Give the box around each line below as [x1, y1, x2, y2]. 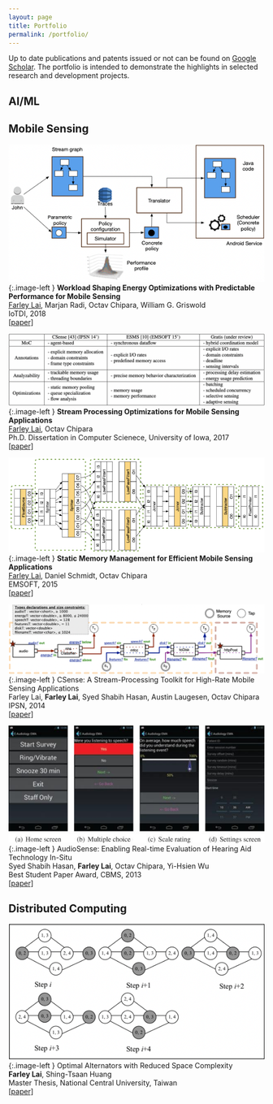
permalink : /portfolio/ [8, 30, 89, 38]
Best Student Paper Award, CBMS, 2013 [8, 869, 142, 879]
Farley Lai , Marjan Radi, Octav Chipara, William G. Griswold [8, 301, 206, 310]
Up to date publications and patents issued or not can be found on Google [8, 54, 257, 63]
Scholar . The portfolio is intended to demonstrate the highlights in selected [8, 62, 258, 72]
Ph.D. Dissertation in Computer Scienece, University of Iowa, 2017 [8, 432, 230, 442]
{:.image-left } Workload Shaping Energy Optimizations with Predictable [8, 283, 256, 292]
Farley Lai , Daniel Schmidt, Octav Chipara [8, 571, 148, 581]
